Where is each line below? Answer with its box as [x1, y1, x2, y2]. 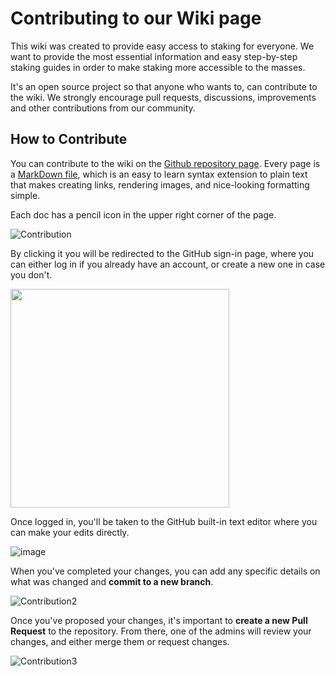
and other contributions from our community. [10, 102, 196, 114]
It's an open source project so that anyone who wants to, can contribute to [10, 80, 318, 92]
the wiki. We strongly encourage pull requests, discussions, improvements [10, 91, 317, 103]
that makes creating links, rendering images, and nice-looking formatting [10, 178, 310, 191]
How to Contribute [10, 131, 128, 148]
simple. [10, 189, 41, 201]
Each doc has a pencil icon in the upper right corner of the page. [10, 208, 277, 221]
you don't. [10, 268, 53, 281]
